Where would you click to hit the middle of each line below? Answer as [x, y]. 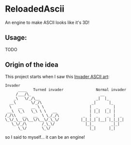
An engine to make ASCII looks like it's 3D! [47, 22]
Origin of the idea [32, 65]
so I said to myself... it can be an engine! [45, 137]
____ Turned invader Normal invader [72, 90]
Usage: [16, 38]
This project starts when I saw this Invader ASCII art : [57, 76]
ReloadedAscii [35, 9]
